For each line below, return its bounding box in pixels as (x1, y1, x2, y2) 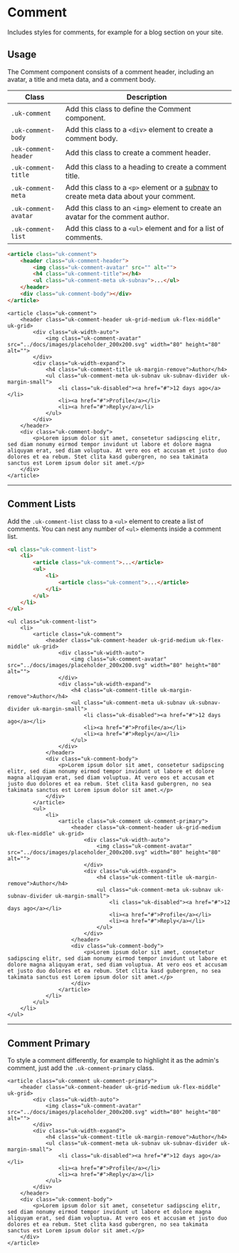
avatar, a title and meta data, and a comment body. (7, 75, 156, 83)
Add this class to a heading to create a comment (65, 162, 227, 172)
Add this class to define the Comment (65, 104, 191, 114)
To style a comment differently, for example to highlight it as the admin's (7, 1056, 219, 1065)
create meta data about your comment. (65, 191, 196, 201)
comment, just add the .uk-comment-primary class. (7, 1063, 154, 1073)
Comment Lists (7, 498, 76, 510)
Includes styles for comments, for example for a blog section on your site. (7, 28, 224, 36)
